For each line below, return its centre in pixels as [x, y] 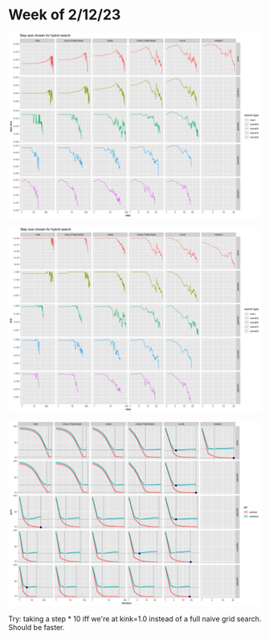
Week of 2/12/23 [65, 15]
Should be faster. [37, 628]
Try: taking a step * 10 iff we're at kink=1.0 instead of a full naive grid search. [135, 619]
